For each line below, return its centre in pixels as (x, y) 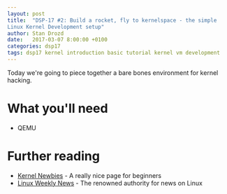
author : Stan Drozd (36, 33)
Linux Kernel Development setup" (56, 27)
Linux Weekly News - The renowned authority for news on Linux (110, 183)
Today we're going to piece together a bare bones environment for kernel (113, 72)
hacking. (20, 80)
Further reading (53, 156)
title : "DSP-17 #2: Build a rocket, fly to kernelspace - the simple (112, 20)
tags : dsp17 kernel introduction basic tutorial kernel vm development (113, 53)
